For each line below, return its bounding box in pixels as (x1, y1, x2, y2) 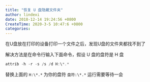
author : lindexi (5, 12, 40, 17)
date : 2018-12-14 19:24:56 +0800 (5, 17, 76, 22)
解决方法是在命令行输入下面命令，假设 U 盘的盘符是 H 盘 (5, 52, 124, 58)
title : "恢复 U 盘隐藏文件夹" (5, 7, 64, 13)
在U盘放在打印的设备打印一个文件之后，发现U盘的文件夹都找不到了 (5, 41, 146, 47)
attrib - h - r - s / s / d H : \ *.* (5, 62, 70, 67)
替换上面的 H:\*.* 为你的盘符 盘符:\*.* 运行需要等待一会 (5, 71, 124, 77)
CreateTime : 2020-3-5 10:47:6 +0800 (5, 21, 83, 27)
